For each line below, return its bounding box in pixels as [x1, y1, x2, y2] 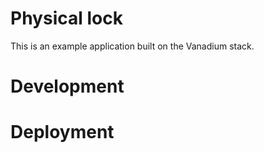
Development [10, 75, 125, 98]
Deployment [10, 121, 115, 144]
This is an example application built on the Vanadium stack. [10, 40, 255, 52]
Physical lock [10, 7, 123, 30]
